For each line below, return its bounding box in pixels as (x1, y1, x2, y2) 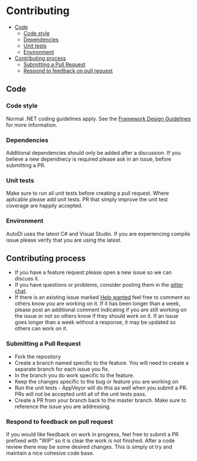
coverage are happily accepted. (6, 202, 83, 209)
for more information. (6, 121, 57, 128)
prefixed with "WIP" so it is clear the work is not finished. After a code (6, 437, 175, 444)
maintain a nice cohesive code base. (6, 449, 94, 456)
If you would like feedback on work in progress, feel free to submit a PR (6, 431, 179, 438)
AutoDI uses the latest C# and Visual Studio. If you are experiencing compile (6, 230, 191, 237)
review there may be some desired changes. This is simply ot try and (6, 443, 173, 450)
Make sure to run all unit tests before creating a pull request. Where (6, 189, 169, 197)
